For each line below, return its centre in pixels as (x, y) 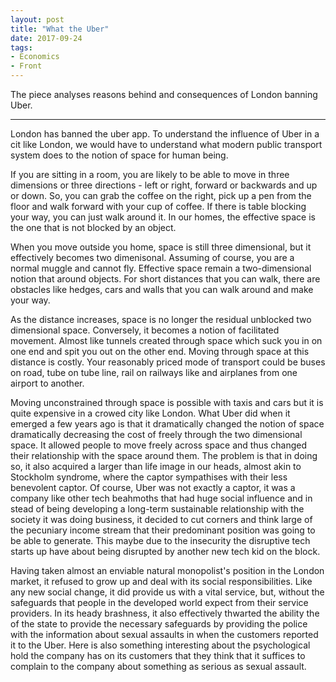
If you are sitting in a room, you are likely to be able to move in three (150, 174)
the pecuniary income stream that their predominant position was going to (163, 530)
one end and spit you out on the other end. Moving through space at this (160, 351)
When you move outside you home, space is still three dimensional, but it (161, 247)
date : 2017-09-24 (46, 38)
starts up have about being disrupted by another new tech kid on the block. (165, 551)
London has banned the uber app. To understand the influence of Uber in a (165, 134)
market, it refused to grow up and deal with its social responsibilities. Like (161, 581)
